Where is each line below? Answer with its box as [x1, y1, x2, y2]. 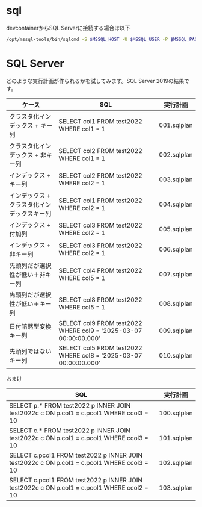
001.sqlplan [159, 121, 193, 129]
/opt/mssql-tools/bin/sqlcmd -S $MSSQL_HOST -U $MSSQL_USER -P [6, 36, 168, 42]
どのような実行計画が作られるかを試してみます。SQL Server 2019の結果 [6, 77, 185, 84]
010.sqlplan [159, 351, 193, 359]
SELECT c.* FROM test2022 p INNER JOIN [9, 426, 131, 434]
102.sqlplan [159, 458, 193, 467]
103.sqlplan [159, 483, 193, 491]
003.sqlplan [159, 175, 193, 184]
